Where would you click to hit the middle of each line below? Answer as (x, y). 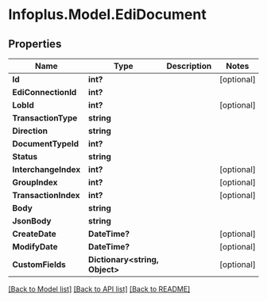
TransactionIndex (46, 195)
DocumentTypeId (46, 144)
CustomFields (39, 265)
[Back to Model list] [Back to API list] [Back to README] (99, 289)
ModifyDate (35, 247)
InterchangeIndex (46, 170)
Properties (35, 44)
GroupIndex (35, 182)
